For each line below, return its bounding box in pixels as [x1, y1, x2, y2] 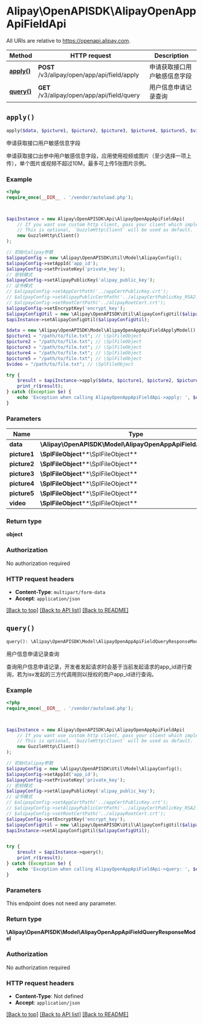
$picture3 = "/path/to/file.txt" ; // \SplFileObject [6, 344, 142, 351]
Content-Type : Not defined [14, 992, 83, 1000]
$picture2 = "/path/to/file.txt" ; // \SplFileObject [6, 339, 142, 345]
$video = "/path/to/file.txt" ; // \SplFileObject [6, 361, 134, 367]
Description [154, 51, 189, 60]
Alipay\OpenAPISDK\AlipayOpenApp [6, 4, 196, 18]
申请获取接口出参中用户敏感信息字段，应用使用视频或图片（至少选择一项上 [6, 152, 192, 159]
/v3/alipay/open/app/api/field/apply [38, 71, 140, 79]
